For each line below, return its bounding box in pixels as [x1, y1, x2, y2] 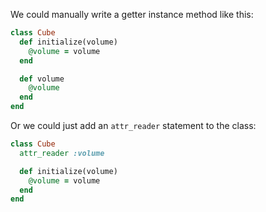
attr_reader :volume [19, 148, 105, 158]
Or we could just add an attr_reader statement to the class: [10, 120, 257, 131]
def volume [19, 74, 65, 84]
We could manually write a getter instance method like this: [10, 9, 254, 20]
